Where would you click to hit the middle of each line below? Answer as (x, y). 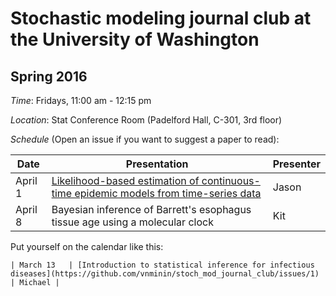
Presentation (157, 164)
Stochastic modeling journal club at (161, 18)
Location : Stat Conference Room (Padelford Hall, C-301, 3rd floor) (146, 120)
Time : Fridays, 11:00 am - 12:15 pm (81, 100)
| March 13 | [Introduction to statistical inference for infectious (162, 265)
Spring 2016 (49, 76)
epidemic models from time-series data (168, 193)
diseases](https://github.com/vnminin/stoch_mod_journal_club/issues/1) (165, 274)
